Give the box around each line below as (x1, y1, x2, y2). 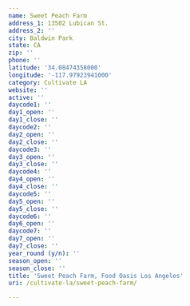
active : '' (8, 93, 45, 101)
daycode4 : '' (8, 168, 52, 176)
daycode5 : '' (8, 189, 52, 198)
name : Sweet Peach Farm (8, 11, 88, 20)
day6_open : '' (8, 220, 56, 228)
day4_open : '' (8, 175, 56, 184)
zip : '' (8, 49, 34, 57)
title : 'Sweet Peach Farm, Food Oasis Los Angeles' (8, 272, 184, 280)
